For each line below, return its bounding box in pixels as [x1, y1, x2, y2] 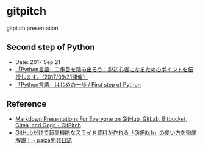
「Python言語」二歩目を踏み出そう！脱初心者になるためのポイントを [15, 65, 188, 73]
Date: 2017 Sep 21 [15, 58, 61, 65]
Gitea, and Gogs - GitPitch [15, 121, 81, 129]
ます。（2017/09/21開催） [26, 73, 88, 80]
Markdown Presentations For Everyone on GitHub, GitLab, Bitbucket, [15, 115, 188, 123]
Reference [6, 99, 47, 109]
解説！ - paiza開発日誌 [15, 136, 72, 144]
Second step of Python [6, 42, 96, 52]
